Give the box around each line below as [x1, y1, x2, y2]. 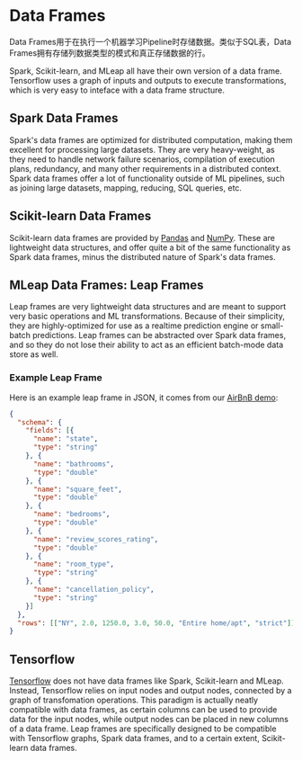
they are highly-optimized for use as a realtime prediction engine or [9, 320, 259, 331]
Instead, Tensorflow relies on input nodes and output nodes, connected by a [9, 685, 292, 696]
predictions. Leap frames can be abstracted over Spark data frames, [32, 330, 286, 341]
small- [260, 320, 284, 331]
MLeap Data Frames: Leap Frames [9, 277, 204, 292]
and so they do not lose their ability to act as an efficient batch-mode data [9, 339, 284, 351]
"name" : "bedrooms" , [32, 510, 111, 519]
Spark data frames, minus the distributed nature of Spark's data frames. [9, 251, 276, 262]
